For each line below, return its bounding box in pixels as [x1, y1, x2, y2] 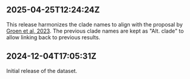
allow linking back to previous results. [6, 33, 101, 41]
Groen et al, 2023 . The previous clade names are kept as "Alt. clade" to [6, 27, 184, 34]
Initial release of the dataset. [6, 67, 78, 74]
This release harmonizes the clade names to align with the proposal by [6, 21, 183, 28]
